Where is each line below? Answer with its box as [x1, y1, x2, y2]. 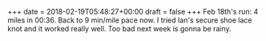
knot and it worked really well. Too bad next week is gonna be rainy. [7, 24, 232, 33]
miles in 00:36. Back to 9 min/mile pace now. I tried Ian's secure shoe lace [7, 15, 252, 25]
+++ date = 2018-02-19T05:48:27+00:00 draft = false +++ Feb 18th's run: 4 [7, 7, 259, 16]
